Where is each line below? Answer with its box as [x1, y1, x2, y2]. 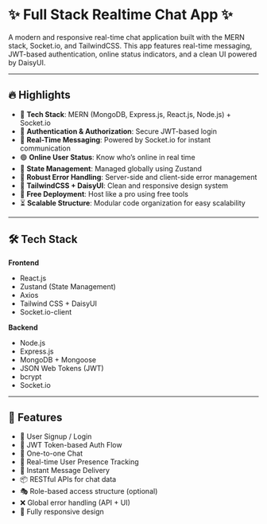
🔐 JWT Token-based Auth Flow [19, 440, 122, 450]
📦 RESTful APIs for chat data [19, 475, 117, 484]
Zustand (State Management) [19, 281, 117, 291]
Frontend [8, 257, 40, 268]
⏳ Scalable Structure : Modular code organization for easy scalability [19, 197, 246, 208]
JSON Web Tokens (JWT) [19, 363, 105, 373]
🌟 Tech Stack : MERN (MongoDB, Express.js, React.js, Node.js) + [19, 109, 232, 119]
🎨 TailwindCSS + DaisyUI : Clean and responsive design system [19, 181, 229, 190]
